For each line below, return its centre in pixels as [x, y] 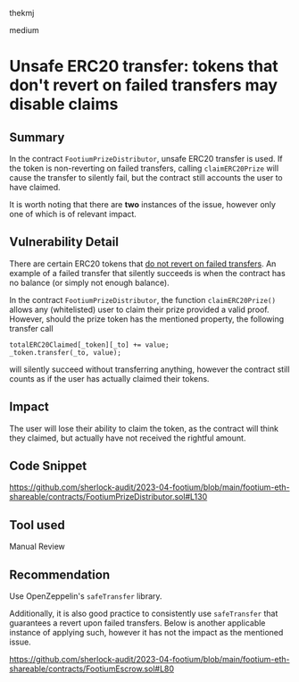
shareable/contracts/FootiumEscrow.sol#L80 [92, 669]
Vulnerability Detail [64, 242]
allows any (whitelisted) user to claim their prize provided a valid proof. [139, 309]
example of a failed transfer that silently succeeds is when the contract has [147, 273]
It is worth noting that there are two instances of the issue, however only [143, 204]
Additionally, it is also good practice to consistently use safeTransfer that [144, 614]
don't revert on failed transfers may [144, 85]
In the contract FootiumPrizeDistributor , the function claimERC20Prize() [143, 299]
